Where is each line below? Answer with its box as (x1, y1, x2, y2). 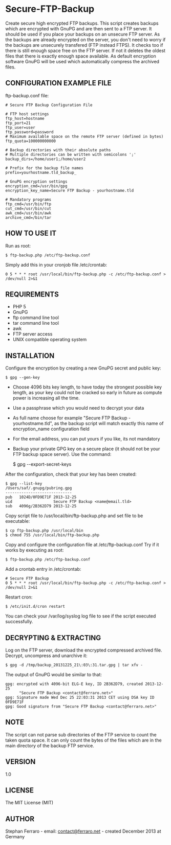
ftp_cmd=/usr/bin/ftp (5, 201, 52, 206)
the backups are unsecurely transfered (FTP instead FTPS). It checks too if (5, 42, 163, 48)
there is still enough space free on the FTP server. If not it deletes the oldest (5, 47, 165, 54)
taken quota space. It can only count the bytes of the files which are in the (5, 737, 162, 743)
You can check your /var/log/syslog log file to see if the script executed (5, 613, 156, 619)
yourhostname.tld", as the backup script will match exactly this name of (12, 420, 164, 427)
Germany (5, 834, 25, 840)
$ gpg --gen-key (5, 375, 40, 380)
